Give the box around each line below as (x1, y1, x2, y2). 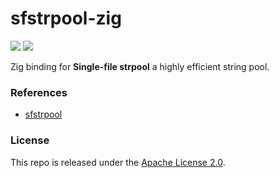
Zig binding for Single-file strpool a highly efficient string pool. (10, 60, 270, 72)
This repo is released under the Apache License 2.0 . (10, 156, 226, 168)
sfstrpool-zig (10, 7, 122, 30)
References (10, 85, 68, 99)
